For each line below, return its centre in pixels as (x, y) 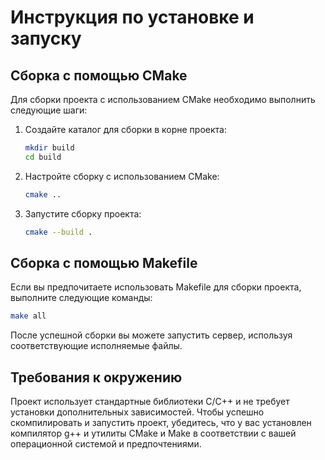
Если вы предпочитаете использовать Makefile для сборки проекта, (156, 287)
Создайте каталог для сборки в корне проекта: (125, 129)
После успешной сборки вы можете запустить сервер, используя (151, 335)
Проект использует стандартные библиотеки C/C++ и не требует (150, 401)
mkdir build (49, 148)
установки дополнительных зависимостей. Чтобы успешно (137, 412)
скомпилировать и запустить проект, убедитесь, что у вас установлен (161, 422)
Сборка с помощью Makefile (104, 262)
